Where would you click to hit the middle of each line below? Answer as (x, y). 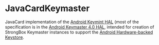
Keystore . (15, 37)
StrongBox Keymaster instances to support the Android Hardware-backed (79, 32)
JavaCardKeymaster (47, 8)
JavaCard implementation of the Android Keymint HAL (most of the (72, 22)
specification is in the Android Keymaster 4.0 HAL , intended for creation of (80, 27)
